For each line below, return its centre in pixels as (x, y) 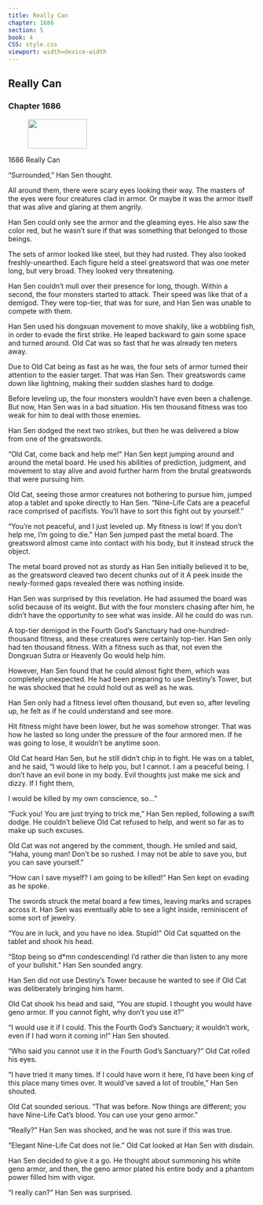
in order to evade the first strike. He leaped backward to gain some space (127, 334)
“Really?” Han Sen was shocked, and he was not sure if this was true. (121, 1130)
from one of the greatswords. (56, 439)
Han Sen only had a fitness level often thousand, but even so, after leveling (129, 702)
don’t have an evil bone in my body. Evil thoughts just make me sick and (124, 774)
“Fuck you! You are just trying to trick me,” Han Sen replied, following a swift (131, 814)
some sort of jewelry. (42, 917)
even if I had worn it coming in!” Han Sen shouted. (89, 1035)
